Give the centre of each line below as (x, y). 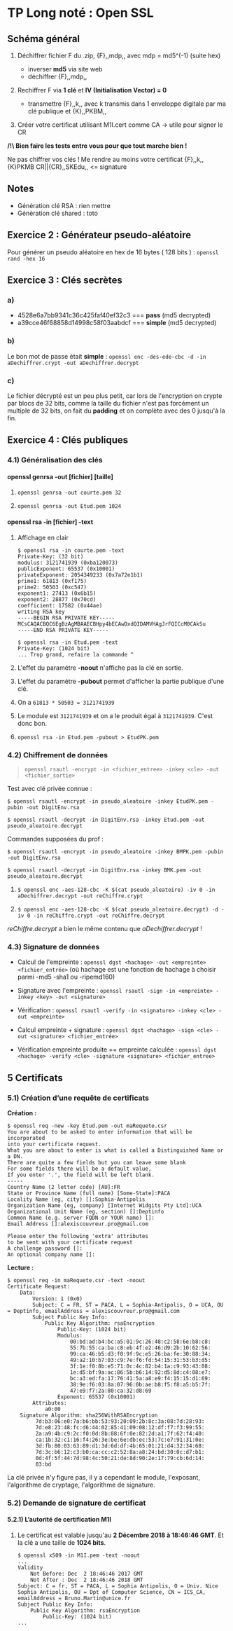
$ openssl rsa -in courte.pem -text (71, 550)
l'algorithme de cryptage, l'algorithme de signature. (81, 1485)
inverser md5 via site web (65, 69)
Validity (30, 1568)
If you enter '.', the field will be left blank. (81, 1175)
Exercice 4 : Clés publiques (68, 440)
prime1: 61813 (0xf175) (52, 581)
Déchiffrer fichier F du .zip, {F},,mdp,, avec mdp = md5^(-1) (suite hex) (119, 55)
